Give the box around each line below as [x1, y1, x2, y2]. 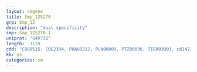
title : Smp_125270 [6, 14, 51, 20]
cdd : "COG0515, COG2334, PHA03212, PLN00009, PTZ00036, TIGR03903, [6, 46, 175, 52]
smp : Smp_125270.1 [6, 30, 51, 36]
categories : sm [6, 57, 43, 63]
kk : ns [6, 52, 22, 57]
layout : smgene [6, 8, 43, 15]
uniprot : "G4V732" [6, 35, 51, 41]
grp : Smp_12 [6, 19, 35, 25]
